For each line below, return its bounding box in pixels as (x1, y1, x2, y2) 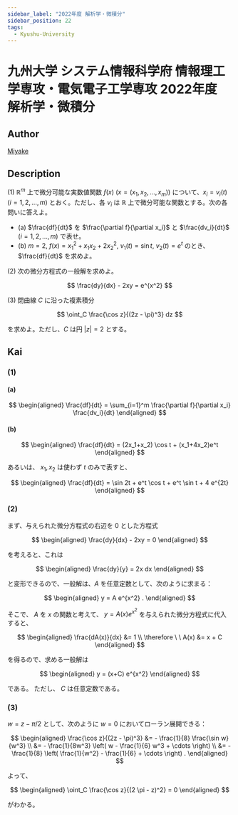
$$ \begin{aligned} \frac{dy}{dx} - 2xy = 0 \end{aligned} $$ (31, 535, 209, 544)
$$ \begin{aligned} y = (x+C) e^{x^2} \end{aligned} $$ (39, 669, 200, 679)
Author (7, 128, 39, 140)
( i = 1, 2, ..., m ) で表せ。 (17, 232, 86, 241)
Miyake (7, 147, 29, 156)
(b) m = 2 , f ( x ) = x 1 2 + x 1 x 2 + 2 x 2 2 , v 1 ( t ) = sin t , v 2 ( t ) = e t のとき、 (17, 240, 209, 251)
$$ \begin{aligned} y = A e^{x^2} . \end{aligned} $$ (43, 594, 196, 602)
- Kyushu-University (14, 30, 75, 38)
